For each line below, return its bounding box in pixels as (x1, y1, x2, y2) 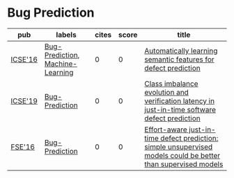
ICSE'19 (10, 96, 38, 105)
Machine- (44, 59, 78, 69)
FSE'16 (10, 142, 35, 152)
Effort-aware (144, 125, 188, 134)
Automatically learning (144, 46, 218, 55)
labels (56, 30, 77, 39)
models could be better (144, 150, 221, 160)
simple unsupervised (144, 142, 213, 152)
